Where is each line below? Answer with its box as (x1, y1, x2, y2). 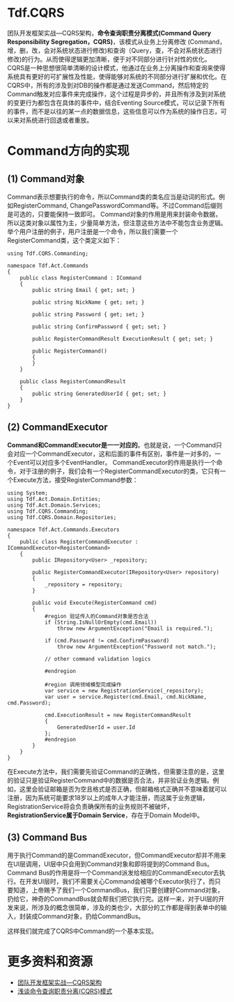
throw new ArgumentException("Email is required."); (56, 625, 214, 632)
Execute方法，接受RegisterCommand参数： (13, 475, 139, 484)
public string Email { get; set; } (32, 286, 136, 293)
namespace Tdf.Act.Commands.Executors (7, 526, 120, 533)
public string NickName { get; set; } (32, 298, 145, 306)
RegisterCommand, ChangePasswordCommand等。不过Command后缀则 (13, 201, 223, 210)
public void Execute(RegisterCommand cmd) (32, 599, 157, 606)
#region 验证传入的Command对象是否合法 (44, 612, 149, 619)
